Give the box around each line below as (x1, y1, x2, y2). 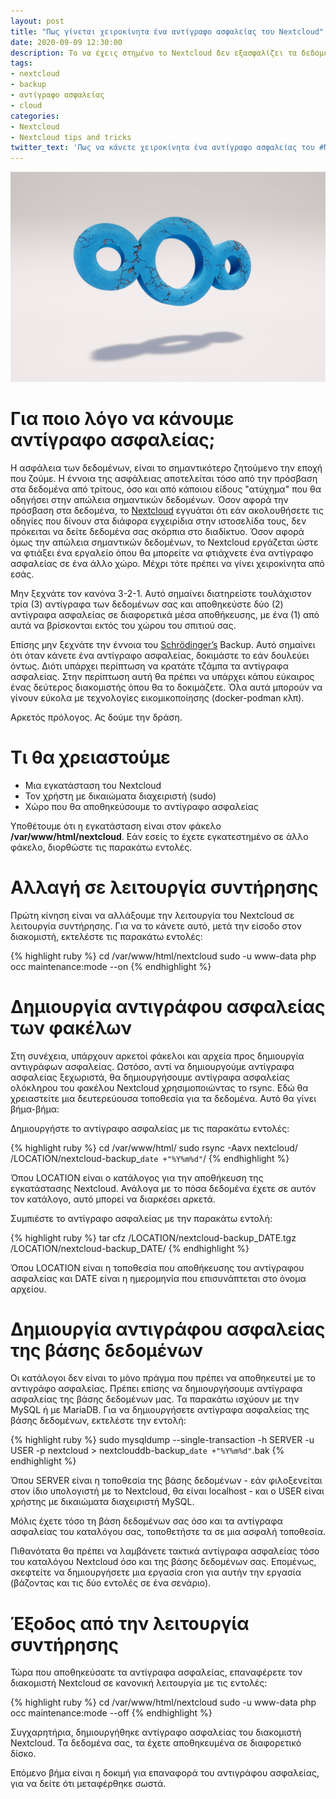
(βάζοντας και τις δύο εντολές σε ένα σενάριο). (10, 1577, 212, 1589)
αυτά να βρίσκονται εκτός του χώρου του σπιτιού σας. (10, 619, 237, 631)
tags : (10, 58, 33, 69)
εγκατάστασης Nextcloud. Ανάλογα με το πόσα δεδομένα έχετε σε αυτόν (10, 1182, 317, 1194)
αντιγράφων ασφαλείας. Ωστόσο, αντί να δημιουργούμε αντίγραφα (10, 1060, 295, 1072)
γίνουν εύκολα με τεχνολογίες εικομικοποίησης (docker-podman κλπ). (10, 691, 305, 704)
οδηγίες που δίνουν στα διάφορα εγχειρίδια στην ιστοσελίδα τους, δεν (10, 515, 307, 527)
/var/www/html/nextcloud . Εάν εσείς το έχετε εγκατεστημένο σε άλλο (10, 830, 309, 842)
